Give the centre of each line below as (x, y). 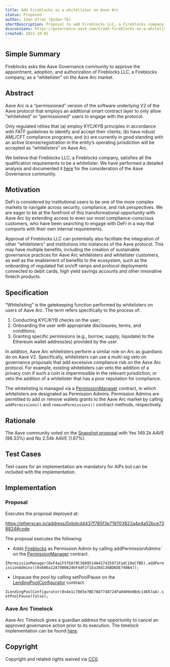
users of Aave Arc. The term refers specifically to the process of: (73, 310)
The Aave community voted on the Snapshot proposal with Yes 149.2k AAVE (85, 433)
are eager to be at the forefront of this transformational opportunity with (80, 213)
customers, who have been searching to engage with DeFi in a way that (80, 224)
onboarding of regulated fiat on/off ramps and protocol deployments (76, 266)
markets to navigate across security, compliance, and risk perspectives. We (84, 207)
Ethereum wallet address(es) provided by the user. (65, 342)
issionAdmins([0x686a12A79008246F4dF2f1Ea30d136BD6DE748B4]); (72, 567)
